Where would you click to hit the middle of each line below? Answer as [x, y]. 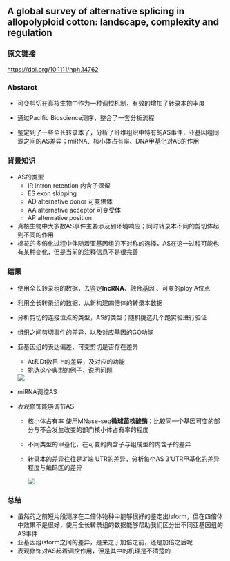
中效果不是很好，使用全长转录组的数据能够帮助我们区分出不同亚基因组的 [120, 524]
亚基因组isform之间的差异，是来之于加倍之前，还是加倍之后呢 [105, 542]
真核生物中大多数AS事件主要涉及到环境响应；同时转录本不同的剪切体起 [118, 226]
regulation [30, 33]
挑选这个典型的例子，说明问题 [70, 370]
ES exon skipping [52, 193]
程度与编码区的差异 [55, 467]
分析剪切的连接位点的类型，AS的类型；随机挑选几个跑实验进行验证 [112, 317]
